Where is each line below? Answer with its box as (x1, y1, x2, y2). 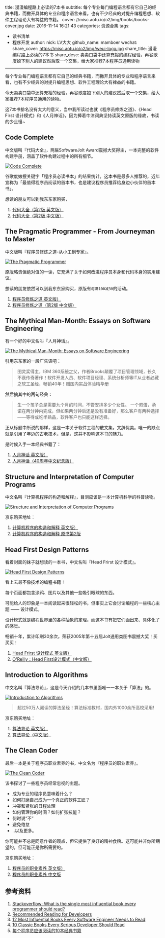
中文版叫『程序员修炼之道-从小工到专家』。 (5, 249, 91, 255)
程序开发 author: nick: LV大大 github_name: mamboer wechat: (12, 39, 137, 45)
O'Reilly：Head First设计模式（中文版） (12, 656, 92, 662)
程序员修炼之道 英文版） (12, 296, 61, 302)
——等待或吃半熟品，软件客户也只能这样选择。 (17, 414, 112, 420)
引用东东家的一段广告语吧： (5, 358, 61, 364)
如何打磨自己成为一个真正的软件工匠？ (12, 796, 90, 803)
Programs (5, 480, 36, 488)
